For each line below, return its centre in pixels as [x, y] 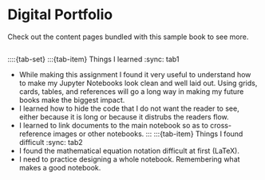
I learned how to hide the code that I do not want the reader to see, [129, 108]
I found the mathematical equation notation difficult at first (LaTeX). [129, 151]
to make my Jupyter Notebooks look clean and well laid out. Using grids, [138, 83]
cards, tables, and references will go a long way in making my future [131, 91]
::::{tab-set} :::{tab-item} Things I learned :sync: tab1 [93, 59]
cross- [221, 125]
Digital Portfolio [60, 15]
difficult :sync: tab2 [51, 142]
